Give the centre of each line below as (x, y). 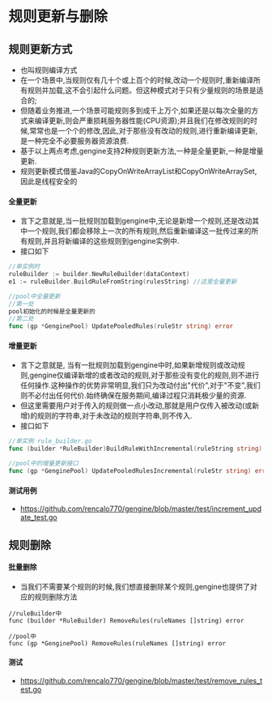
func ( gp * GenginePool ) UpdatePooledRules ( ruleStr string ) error (121, 326)
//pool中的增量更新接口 (44, 464)
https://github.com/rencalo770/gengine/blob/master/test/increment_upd (140, 509)
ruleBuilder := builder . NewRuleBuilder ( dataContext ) (99, 274)
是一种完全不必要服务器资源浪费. (74, 141)
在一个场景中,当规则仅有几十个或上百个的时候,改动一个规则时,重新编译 (136, 80)
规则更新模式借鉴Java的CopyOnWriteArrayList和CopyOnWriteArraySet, (138, 171)
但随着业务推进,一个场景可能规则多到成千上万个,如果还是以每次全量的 (136, 111)
